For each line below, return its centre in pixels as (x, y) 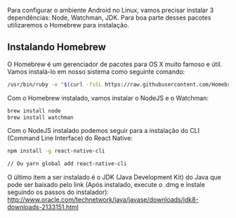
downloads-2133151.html (43, 207)
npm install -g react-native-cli (56, 151)
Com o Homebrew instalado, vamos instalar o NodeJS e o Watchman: (108, 98)
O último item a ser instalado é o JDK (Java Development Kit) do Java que (114, 177)
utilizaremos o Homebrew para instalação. (68, 25)
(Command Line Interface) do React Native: (70, 138)
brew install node (34, 111)
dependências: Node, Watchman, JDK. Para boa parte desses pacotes (109, 18)
